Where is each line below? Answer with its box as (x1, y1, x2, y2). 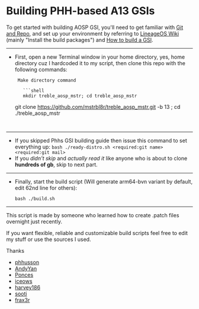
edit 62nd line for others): (14, 184, 78, 191)
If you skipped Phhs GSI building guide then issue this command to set (14, 137, 188, 144)
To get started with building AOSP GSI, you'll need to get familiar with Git (6, 24, 184, 31)
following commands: (14, 66, 68, 73)
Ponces (14, 271, 34, 278)
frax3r (14, 296, 30, 303)
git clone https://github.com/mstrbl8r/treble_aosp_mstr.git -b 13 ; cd (14, 103, 181, 110)
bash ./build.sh (14, 195, 55, 202)
